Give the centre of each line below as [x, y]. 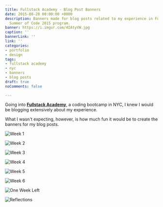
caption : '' [17, 32]
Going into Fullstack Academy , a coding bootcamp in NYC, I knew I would [79, 104]
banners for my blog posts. [32, 124]
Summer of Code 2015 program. [40, 23]
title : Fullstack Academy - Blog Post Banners [53, 9]
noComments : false [24, 86]
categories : [17, 46]
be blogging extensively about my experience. [51, 109]
